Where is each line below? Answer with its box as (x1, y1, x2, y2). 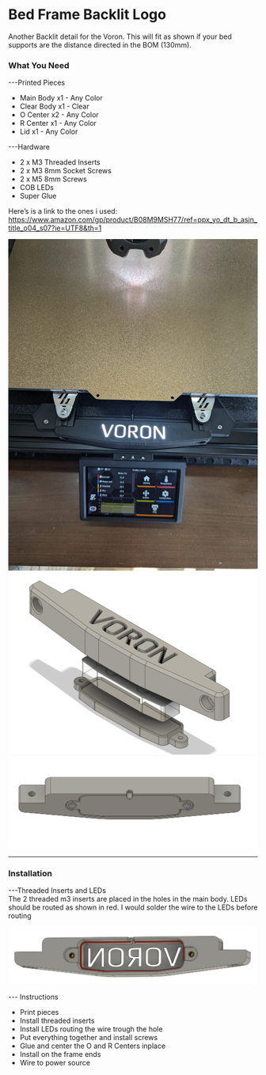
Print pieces (19, 1007, 59, 1016)
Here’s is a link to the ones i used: (8, 207, 118, 216)
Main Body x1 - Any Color (19, 93, 103, 103)
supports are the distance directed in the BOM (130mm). (8, 40, 192, 49)
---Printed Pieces (8, 78, 66, 88)
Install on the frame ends (19, 1049, 101, 1058)
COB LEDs (19, 183, 54, 192)
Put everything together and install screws (19, 1032, 158, 1042)
